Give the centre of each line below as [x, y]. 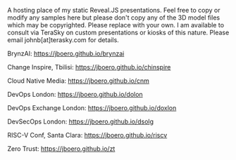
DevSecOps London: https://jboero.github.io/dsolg [80, 121]
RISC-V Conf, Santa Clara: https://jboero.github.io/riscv [87, 135]
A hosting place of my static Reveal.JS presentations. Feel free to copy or [114, 10]
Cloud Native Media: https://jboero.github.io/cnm [79, 81]
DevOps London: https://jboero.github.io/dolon [75, 94]
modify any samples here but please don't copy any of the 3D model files [114, 18]
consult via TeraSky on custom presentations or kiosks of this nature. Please [118, 32]
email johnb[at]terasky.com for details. [63, 40]
